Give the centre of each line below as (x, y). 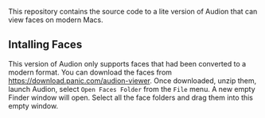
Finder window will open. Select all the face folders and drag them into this (131, 97)
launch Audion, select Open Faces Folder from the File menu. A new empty (132, 89)
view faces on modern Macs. (56, 20)
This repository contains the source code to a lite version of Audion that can (133, 11)
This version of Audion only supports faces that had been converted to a (127, 63)
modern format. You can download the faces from (90, 72)
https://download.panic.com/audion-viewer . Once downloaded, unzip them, (132, 80)
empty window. (33, 105)
